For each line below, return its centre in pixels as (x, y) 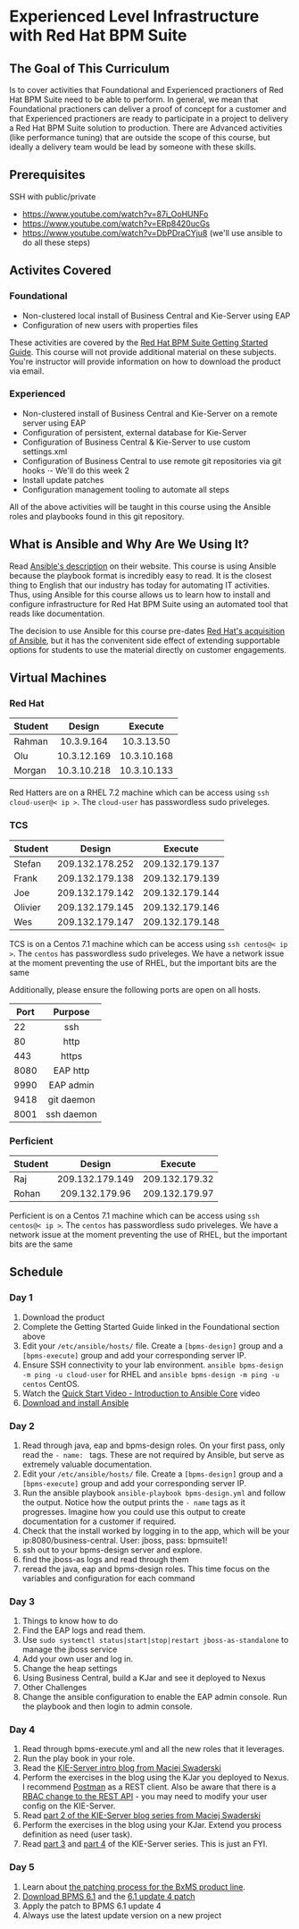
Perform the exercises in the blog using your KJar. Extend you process (152, 1825)
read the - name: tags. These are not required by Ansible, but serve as (153, 1454)
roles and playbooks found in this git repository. (97, 516)
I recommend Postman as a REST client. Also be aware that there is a (149, 1787)
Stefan (28, 863)
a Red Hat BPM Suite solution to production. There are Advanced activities (146, 128)
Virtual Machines (58, 678)
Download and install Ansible (75, 1402)
